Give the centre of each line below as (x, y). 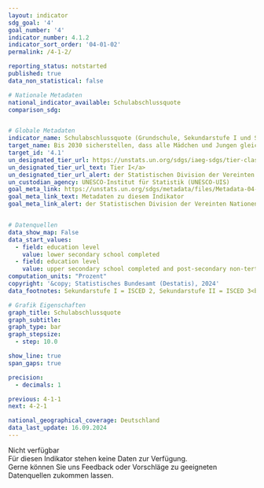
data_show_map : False (44, 232)
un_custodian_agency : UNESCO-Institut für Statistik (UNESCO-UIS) (119, 182)
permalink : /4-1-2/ (40, 52)
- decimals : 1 (38, 385)
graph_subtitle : (35, 320)
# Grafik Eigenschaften (47, 305)
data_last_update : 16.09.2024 (58, 428)
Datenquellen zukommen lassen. (61, 475)
